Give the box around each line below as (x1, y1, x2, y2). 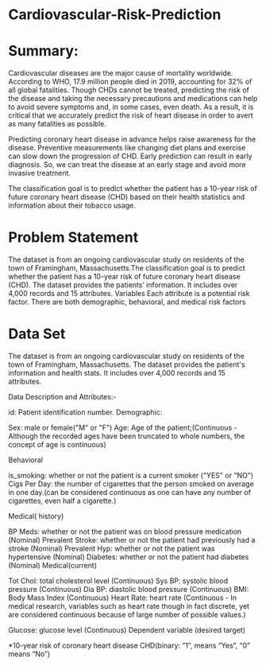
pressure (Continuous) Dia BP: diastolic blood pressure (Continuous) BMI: (8, 585, 249, 594)
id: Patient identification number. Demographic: (8, 407, 163, 417)
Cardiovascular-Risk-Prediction (8, 6, 222, 24)
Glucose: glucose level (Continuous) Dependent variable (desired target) (8, 625, 246, 634)
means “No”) (8, 649, 51, 658)
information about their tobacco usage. (8, 201, 137, 210)
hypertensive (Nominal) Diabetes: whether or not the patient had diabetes (8, 552, 249, 562)
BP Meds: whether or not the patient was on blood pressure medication (8, 527, 242, 536)
